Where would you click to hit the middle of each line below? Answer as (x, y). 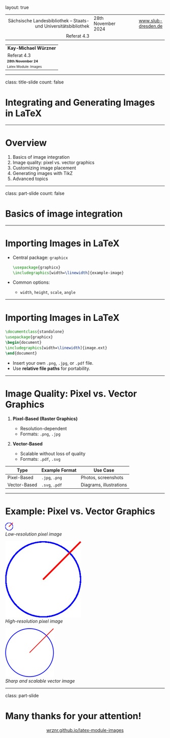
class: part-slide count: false (35, 193)
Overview (26, 143)
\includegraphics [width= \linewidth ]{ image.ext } (56, 348)
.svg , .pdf (52, 485)
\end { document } (21, 353)
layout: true (17, 7)
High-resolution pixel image (34, 621)
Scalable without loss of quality (53, 453)
